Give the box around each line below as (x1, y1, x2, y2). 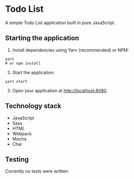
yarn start (5, 79, 28, 84)
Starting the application (5, 34, 79, 42)
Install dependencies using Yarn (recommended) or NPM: (12, 47, 129, 53)
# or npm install (5, 60, 41, 66)
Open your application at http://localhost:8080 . (12, 88, 108, 93)
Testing (5, 155, 29, 163)
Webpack (12, 130, 32, 136)
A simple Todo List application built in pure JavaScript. (5, 20, 116, 26)
